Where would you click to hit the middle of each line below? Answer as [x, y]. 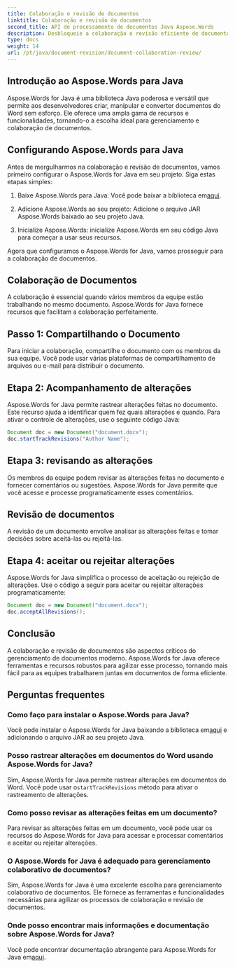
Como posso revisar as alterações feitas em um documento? [112, 813]
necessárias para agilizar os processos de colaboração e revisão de [106, 900]
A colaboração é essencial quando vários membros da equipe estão [105, 297]
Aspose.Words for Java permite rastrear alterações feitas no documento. [113, 404]
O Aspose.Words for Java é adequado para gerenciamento [109, 861]
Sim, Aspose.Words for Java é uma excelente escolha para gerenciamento [115, 885]
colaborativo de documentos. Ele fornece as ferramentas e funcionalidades [116, 892]
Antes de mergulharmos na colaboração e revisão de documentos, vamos [114, 167]
